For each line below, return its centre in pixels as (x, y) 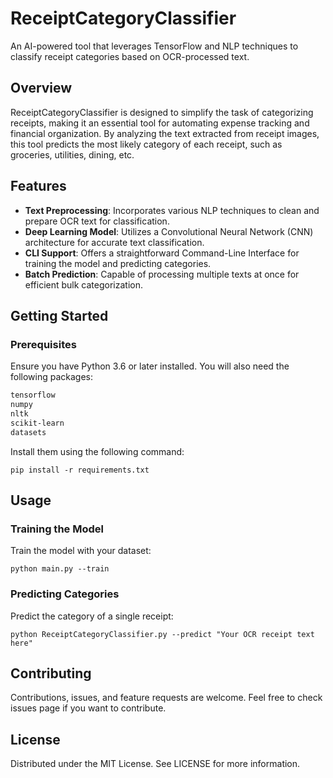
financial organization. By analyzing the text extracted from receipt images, (165, 133)
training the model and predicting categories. (118, 263)
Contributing (51, 673)
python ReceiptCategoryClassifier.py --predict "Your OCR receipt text (162, 634)
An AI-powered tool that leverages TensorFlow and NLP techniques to (154, 46)
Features (38, 186)
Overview (41, 88)
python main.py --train (60, 569)
